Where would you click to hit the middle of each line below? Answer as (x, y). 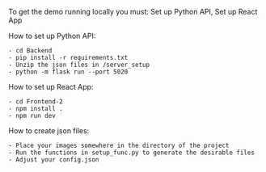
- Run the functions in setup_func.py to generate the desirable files (131, 153)
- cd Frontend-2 (36, 102)
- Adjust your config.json (54, 160)
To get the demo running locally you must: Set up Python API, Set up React (133, 12)
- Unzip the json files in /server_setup (79, 65)
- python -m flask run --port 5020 (68, 72)
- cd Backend (30, 51)
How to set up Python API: (52, 36)
